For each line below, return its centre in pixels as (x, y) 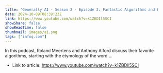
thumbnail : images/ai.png (31, 32)
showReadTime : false (26, 28)
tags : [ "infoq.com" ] (26, 37)
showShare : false (23, 23)
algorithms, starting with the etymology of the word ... (59, 55)
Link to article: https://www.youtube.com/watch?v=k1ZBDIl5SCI (75, 65)
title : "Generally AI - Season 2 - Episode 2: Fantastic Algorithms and (80, 9)
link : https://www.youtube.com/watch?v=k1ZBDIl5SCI (58, 18)
